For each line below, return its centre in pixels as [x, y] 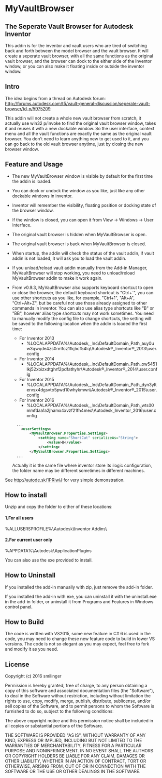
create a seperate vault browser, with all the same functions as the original [79, 56]
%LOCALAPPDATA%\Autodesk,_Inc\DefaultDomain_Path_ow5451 [92, 364]
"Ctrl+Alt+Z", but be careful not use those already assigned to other [80, 303]
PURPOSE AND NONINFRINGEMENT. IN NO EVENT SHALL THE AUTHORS [79, 751]
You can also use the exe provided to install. [49, 560]
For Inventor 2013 [37, 338]
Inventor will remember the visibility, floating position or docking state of [84, 205]
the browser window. [33, 210]
